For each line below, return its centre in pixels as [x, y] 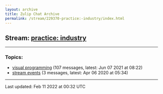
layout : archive [21, 9]
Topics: [14, 57]
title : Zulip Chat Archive [32, 14]
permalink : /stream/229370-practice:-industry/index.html [65, 18]
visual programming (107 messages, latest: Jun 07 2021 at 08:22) [77, 67]
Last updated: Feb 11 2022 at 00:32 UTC [45, 87]
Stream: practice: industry [46, 38]
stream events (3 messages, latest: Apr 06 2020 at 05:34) [70, 73]
